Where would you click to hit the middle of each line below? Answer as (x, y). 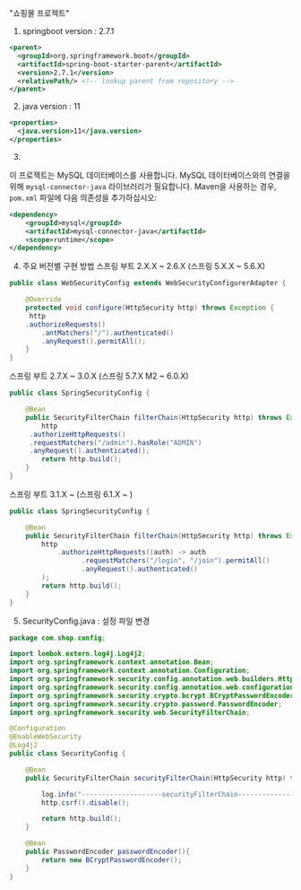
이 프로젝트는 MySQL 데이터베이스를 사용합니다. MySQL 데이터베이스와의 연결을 (150, 175)
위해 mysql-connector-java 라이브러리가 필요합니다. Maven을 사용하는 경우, (143, 186)
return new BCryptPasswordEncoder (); (112, 859)
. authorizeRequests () (65, 324)
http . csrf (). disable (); (86, 803)
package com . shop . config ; (57, 638)
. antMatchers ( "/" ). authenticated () (108, 333)
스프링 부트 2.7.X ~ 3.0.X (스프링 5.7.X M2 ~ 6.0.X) (99, 376)
